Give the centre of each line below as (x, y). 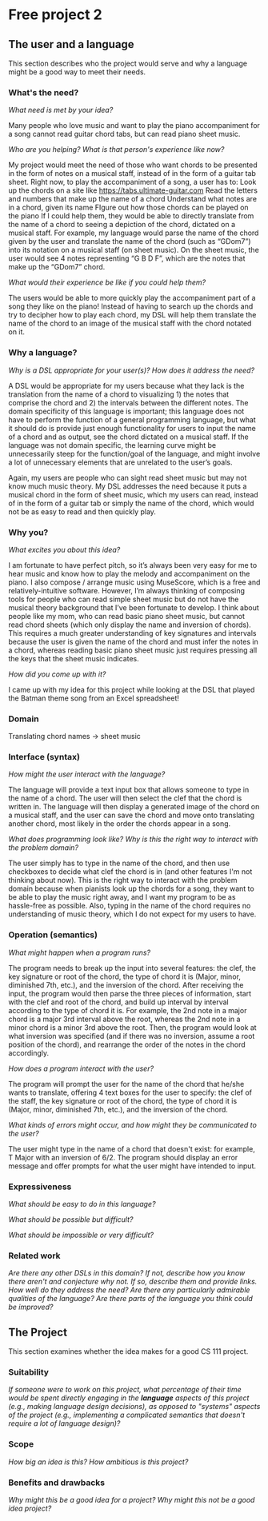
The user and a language (71, 44)
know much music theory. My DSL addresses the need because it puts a (128, 486)
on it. (17, 332)
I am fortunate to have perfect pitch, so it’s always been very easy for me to (133, 565)
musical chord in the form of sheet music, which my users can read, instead (133, 494)
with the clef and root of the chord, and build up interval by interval (119, 1002)
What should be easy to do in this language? (82, 1204)
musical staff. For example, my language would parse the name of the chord (134, 233)
